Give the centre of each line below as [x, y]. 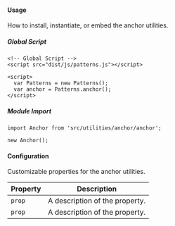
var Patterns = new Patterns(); [61, 83]
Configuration [28, 156]
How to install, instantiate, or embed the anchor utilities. [88, 25]
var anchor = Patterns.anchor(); [63, 89]
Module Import [29, 111]
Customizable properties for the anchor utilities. [76, 172]
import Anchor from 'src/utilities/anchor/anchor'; [84, 128]
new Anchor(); [28, 141]
